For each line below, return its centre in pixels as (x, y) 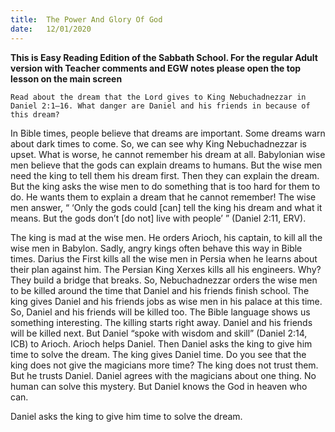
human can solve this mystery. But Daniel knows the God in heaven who (159, 386)
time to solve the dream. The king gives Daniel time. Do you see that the (158, 354)
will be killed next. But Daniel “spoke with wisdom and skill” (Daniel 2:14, (159, 333)
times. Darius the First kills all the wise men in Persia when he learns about (164, 258)
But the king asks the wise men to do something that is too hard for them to (165, 186)
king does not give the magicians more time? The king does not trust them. (164, 365)
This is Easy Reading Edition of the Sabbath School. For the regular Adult (164, 57)
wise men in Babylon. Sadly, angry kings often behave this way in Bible (156, 248)
